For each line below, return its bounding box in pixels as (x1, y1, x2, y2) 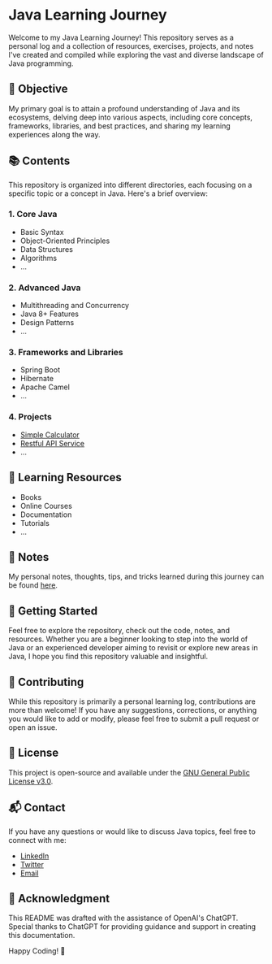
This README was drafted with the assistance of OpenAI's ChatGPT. (8, 913, 239, 923)
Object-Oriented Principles (19, 236, 110, 245)
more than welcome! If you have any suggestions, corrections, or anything (8, 706, 257, 714)
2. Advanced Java (8, 282, 81, 293)
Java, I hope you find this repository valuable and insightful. (8, 652, 209, 662)
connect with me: (8, 835, 67, 845)
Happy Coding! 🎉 (8, 946, 66, 956)
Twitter (19, 859, 45, 869)
